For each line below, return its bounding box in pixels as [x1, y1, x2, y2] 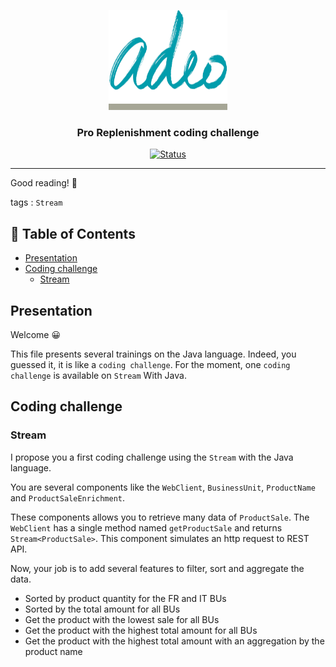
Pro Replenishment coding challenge [76, 125, 260, 139]
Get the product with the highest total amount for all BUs [24, 624, 258, 636]
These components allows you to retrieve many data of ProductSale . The [10, 511, 310, 523]
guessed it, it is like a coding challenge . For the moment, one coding [10, 358, 291, 370]
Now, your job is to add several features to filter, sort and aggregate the [10, 562, 305, 574]
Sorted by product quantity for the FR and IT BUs [24, 592, 227, 604]
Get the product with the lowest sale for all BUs [24, 613, 220, 625]
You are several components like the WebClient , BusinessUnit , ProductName [10, 481, 316, 493]
